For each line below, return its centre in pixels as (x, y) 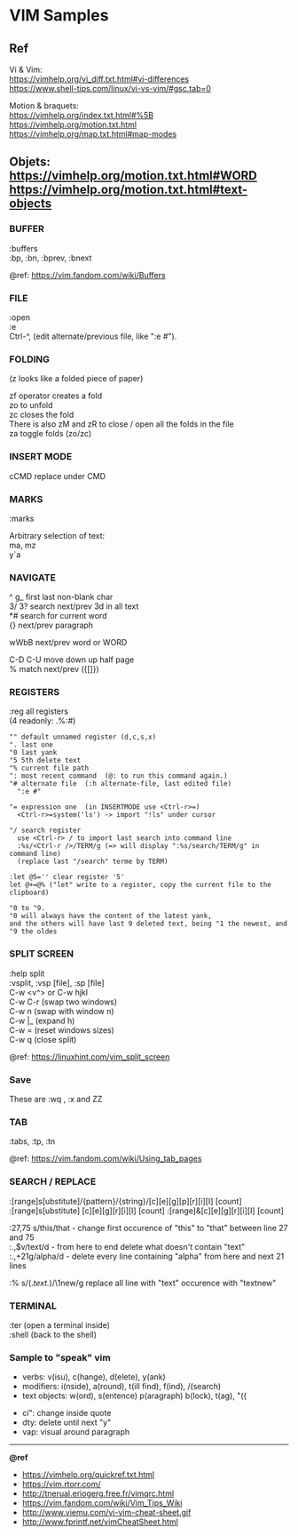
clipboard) (29, 893)
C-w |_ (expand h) (42, 1020)
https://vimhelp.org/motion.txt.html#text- (129, 190)
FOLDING (30, 359)
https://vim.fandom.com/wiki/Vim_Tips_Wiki (102, 1503)
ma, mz (23, 545)
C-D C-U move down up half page (72, 660)
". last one (31, 745)
